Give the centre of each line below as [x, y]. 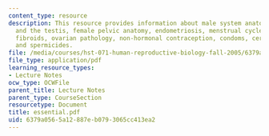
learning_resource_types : [51, 68]
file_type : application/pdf [55, 61]
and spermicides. [44, 46]
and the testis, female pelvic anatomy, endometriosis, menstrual [128, 30]
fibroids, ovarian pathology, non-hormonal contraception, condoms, [132, 38]
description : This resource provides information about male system [125, 23]
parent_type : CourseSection [55, 98]
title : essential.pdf [44, 113]
